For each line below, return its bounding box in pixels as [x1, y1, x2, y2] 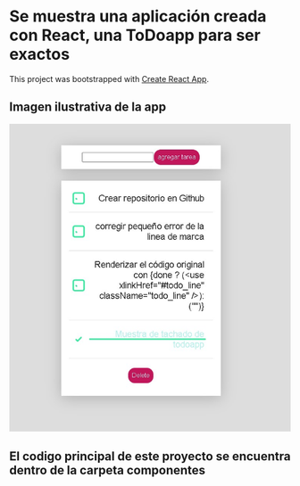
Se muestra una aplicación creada [9, 6, 267, 27]
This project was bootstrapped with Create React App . [9, 73, 210, 84]
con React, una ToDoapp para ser [9, 25, 261, 45]
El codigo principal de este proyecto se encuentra [9, 449, 291, 465]
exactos [9, 45, 70, 64]
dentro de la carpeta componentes [9, 463, 206, 478]
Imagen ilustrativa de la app [9, 100, 167, 115]
